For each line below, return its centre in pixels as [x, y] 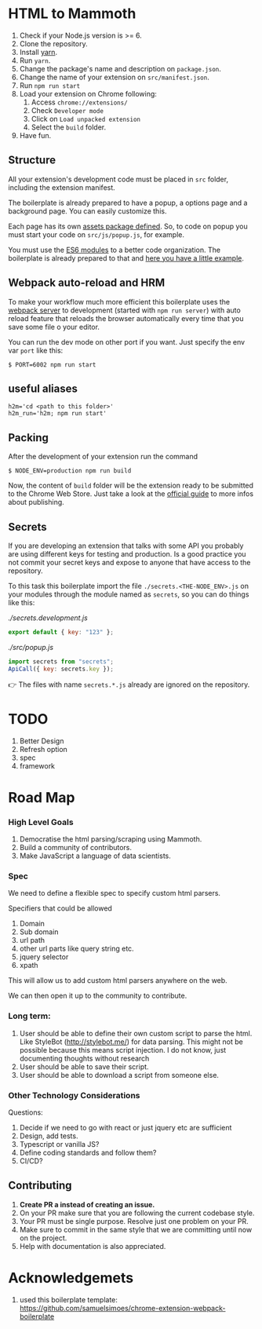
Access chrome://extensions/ [79, 102]
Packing [29, 438]
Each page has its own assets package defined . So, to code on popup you [128, 226]
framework [37, 765]
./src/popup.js [31, 647]
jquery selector [44, 957]
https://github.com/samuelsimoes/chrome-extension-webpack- [122, 1308]
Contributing [40, 1186]
